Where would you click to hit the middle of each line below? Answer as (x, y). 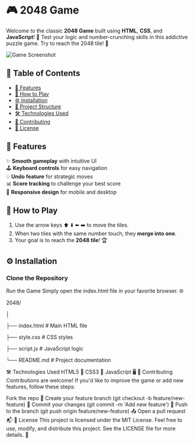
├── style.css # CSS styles (40, 337)
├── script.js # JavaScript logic (45, 349)
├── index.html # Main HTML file (47, 326)
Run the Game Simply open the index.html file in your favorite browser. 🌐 (95, 291)
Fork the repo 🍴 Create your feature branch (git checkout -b (79, 398)
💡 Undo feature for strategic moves (50, 176)
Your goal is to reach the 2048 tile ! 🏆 (61, 240)
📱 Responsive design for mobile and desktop (62, 192)
